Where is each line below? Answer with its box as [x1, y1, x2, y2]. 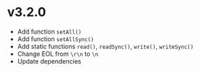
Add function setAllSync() [17, 34, 94, 43]
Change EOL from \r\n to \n [17, 50, 99, 58]
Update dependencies [17, 57, 82, 65]
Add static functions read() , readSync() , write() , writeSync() [17, 42, 194, 50]
